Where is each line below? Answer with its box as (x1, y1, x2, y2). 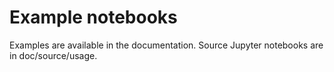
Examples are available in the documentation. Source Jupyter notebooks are (9, 39, 324, 51)
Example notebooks (9, 6, 178, 29)
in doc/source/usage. (9, 49, 98, 61)
